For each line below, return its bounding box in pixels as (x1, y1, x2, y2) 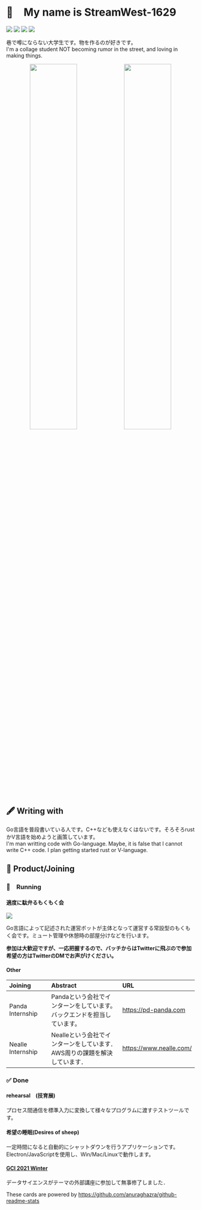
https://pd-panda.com (122, 1006, 185, 1014)
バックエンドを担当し (51, 1011, 112, 1019)
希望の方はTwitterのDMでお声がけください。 (6, 952, 117, 959)
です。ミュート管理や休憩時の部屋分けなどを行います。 (16, 932, 153, 939)
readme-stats (6, 1197, 40, 1204)
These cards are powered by (6, 1191, 77, 1198)
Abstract (51, 982, 77, 990)
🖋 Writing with (6, 806, 64, 816)
